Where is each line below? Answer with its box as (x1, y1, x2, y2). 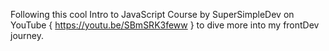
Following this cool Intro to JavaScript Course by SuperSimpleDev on (10, 9, 295, 20)
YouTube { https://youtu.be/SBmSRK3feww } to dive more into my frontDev (10, 19, 320, 31)
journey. (10, 30, 44, 41)
